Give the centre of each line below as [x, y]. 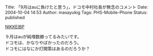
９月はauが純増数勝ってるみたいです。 [43, 37]
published [15, 17]
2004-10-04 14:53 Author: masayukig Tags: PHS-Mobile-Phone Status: [76, 12]
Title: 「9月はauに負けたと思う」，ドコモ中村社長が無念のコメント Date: [76, 7]
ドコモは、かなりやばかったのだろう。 [43, 43]
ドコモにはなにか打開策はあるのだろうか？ [48, 49]
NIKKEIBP [15, 27]
